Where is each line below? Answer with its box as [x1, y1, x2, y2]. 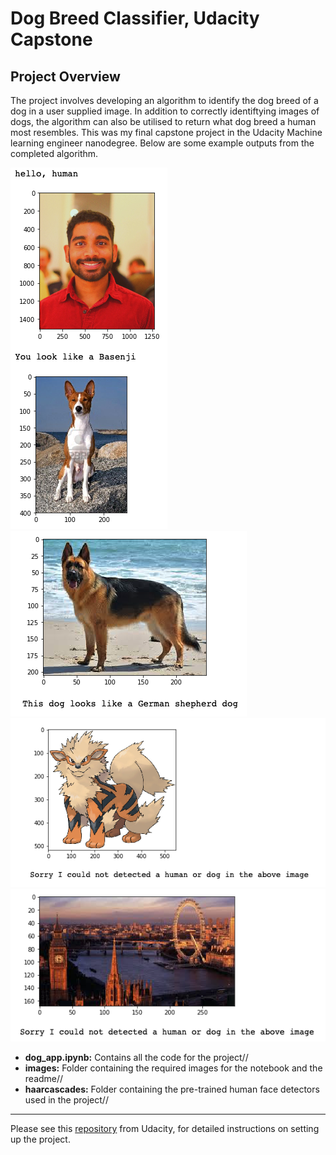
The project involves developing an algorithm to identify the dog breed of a [10, 95, 319, 106]
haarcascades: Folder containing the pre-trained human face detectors [24, 1083, 320, 1096]
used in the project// [24, 1094, 109, 1106]
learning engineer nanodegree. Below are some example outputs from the [10, 137, 315, 149]
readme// [24, 1073, 64, 1085]
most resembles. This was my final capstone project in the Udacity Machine [10, 127, 323, 138]
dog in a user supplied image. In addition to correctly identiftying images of [10, 105, 320, 117]
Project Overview [10, 68, 121, 85]
